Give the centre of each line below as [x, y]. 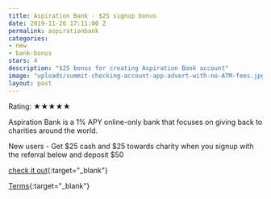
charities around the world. [53, 131]
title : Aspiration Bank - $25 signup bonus [83, 16]
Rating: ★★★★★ [40, 106]
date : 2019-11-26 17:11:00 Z [57, 23]
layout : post [30, 83]
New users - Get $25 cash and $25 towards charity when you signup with [131, 146]
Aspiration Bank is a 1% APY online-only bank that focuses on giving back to [135, 122]
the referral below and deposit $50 [66, 155]
